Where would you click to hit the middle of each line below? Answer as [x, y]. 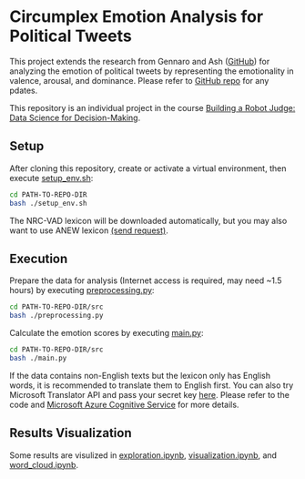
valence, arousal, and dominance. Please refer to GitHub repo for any [139, 80]
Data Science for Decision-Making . [75, 117]
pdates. [24, 90]
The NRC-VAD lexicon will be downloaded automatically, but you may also [148, 220]
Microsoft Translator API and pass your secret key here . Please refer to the [149, 394]
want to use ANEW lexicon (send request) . [89, 230]
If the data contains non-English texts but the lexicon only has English [140, 375]
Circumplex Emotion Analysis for [137, 17]
